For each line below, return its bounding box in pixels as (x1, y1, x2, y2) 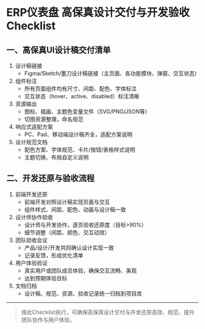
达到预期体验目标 (24, 274, 68, 281)
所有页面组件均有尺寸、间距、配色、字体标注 (24, 85, 137, 92)
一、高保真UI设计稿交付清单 (6, 45, 111, 55)
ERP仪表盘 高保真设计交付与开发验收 (6, 5, 190, 20)
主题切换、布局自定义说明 (24, 154, 89, 161)
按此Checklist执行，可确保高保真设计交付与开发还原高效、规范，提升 (21, 308, 195, 316)
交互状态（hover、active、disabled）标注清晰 (24, 93, 140, 99)
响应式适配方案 (15, 123, 53, 130)
